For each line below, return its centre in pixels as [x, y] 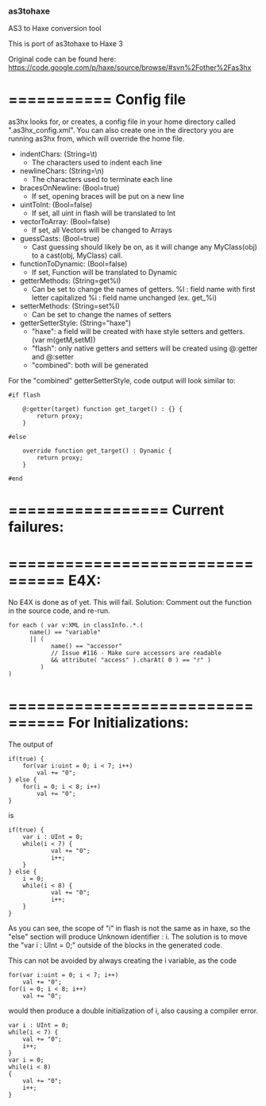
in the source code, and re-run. [59, 611]
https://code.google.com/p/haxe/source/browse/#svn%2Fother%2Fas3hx [130, 68]
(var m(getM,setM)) [64, 340]
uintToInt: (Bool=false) [56, 205]
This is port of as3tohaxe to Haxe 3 [66, 44]
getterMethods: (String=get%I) [70, 281]
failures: [36, 527]
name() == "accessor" [87, 646]
